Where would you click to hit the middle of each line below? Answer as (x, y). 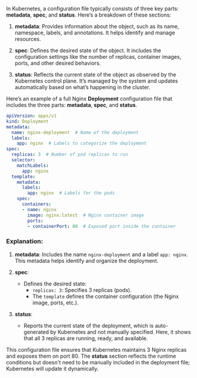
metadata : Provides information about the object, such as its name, (97, 26)
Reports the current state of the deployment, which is (88, 325)
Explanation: (25, 242)
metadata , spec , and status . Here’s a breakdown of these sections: (89, 15)
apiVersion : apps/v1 (32, 116)
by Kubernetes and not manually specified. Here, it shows (120, 332)
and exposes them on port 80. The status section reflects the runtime (91, 356)
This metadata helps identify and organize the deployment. (86, 261)
